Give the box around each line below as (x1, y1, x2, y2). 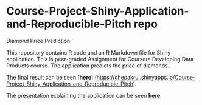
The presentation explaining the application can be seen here (6, 92, 161, 99)
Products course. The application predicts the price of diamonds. (6, 62, 170, 69)
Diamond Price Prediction (6, 37, 71, 44)
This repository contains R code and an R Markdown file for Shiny (6, 49, 171, 56)
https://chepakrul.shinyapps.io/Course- (96, 73, 196, 81)
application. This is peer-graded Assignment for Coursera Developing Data (6, 55, 193, 63)
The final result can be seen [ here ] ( (6, 73, 97, 81)
